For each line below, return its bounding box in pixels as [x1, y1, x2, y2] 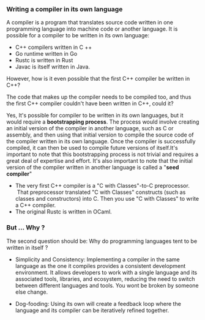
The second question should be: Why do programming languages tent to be [6, 237, 198, 245]
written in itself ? [6, 244, 48, 251]
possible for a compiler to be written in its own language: [6, 32, 150, 39]
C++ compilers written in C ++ [15, 43, 92, 51]
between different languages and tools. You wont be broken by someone [15, 281, 199, 289]
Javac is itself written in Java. [15, 63, 91, 70]
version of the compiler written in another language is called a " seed [6, 164, 179, 171]
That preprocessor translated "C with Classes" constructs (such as [17, 188, 186, 196]
